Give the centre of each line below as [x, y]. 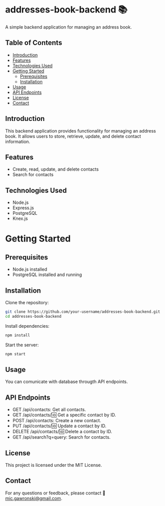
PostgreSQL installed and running [47, 275]
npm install [18, 335]
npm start [16, 354]
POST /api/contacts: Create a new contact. [57, 421]
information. [18, 142]
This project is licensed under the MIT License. [54, 465]
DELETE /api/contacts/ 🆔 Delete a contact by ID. [62, 432]
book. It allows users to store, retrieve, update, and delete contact [73, 136]
